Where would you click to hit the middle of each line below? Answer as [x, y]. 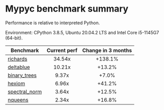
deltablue [19, 67]
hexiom [16, 83]
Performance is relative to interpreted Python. [53, 23]
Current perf [62, 50]
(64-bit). [14, 38]
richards [18, 59]
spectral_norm [25, 91]
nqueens [18, 100]
